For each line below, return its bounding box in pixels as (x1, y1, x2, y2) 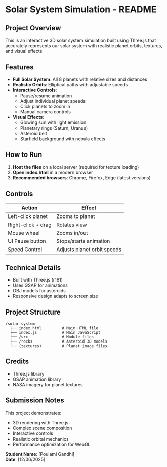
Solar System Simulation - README (5, 4, 157, 15)
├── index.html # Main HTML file (10, 326, 99, 331)
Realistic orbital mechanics (12, 435, 69, 442)
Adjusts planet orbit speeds (56, 246, 122, 253)
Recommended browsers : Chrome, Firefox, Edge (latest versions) (12, 174, 151, 181)
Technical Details (5, 263, 61, 272)
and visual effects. (5, 48, 44, 54)
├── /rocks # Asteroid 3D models (10, 339, 108, 344)
